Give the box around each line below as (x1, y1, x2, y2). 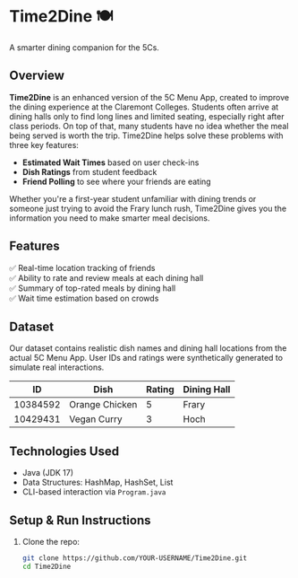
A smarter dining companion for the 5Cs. (9, 41, 159, 53)
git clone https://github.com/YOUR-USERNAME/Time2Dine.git (21, 554, 248, 563)
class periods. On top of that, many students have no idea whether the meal (9, 120, 289, 131)
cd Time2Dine (21, 562, 72, 571)
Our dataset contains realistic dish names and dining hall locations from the (9, 343, 287, 354)
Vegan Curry (69, 413, 123, 425)
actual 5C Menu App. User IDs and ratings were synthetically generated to (9, 353, 284, 363)
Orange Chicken (69, 398, 138, 411)
